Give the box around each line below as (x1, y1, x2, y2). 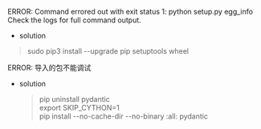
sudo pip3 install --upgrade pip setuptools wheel (27, 46, 190, 55)
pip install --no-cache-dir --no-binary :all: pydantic (39, 111, 208, 121)
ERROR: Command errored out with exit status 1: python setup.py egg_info (7, 7, 254, 16)
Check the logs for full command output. (7, 15, 141, 25)
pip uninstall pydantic (39, 95, 110, 103)
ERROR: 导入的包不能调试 (7, 63, 92, 72)
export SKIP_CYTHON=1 (39, 103, 120, 112)
